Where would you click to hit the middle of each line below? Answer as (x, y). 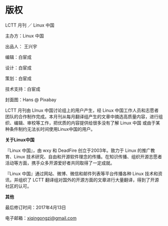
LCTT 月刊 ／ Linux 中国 (30, 25)
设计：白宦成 (18, 68)
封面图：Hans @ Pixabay (31, 99)
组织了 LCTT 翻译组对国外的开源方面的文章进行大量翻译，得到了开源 (88, 180)
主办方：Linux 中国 (24, 36)
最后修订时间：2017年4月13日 (36, 207)
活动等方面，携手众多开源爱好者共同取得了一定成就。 (60, 163)
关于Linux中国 (20, 140)
